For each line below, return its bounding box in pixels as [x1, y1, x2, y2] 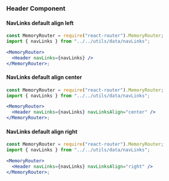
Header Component [6, 4, 65, 13]
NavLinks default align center [6, 74, 82, 81]
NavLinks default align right [6, 128, 78, 135]
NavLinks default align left [6, 19, 74, 27]
